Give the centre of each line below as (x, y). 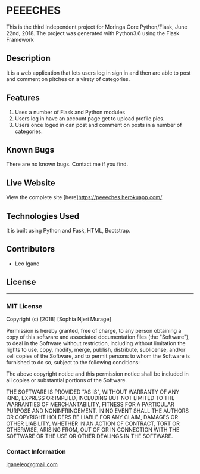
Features (23, 98)
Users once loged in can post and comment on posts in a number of (98, 125)
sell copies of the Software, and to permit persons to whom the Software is (98, 356)
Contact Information (36, 451)
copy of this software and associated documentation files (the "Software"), (98, 337)
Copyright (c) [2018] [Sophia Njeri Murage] (59, 319)
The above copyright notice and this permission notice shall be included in (97, 374)
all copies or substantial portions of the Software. (66, 380)
